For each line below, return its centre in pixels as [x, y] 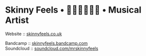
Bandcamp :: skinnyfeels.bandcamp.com [46, 43]
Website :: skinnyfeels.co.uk [34, 34]
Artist [17, 20]
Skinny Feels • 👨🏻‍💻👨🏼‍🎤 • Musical [73, 10]
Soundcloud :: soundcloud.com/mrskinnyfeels [52, 48]
